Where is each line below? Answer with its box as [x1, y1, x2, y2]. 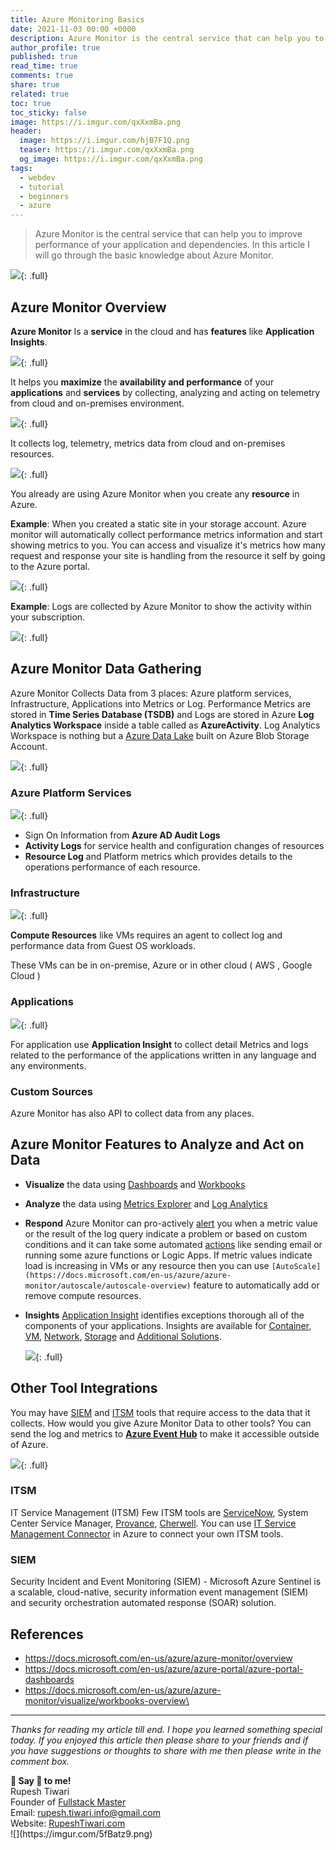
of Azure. [10, 1438, 49, 1450]
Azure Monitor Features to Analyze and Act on [10, 1136, 305, 1153]
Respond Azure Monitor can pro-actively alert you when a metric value [24, 1217, 318, 1229]
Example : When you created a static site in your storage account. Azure [10, 517, 307, 530]
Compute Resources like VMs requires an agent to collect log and [10, 929, 283, 941]
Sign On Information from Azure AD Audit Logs [24, 829, 221, 841]
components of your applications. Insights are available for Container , [24, 1319, 312, 1331]
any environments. [10, 1059, 87, 1071]
